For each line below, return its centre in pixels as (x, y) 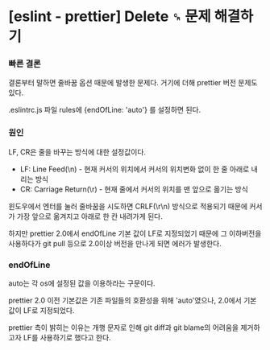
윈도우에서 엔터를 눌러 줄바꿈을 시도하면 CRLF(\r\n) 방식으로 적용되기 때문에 (128, 206)
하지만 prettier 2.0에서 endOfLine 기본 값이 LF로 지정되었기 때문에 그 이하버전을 (135, 233)
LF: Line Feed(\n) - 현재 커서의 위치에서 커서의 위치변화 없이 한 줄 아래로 (135, 169)
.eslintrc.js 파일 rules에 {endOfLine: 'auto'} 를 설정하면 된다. (105, 110)
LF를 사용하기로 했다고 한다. (67, 338)
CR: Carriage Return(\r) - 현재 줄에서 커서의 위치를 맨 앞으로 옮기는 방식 (134, 189)
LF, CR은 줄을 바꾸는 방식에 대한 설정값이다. (77, 152)
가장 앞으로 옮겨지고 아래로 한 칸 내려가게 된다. (90, 216)
